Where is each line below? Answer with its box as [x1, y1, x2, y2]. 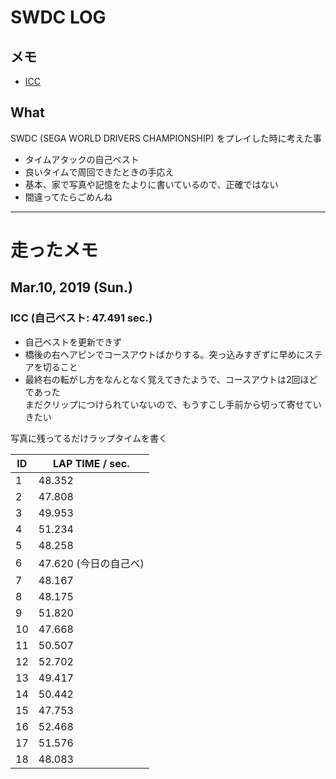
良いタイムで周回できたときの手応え [24, 166, 175, 178]
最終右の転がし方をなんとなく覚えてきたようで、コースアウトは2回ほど [24, 373, 318, 385]
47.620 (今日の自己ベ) [38, 556, 145, 570]
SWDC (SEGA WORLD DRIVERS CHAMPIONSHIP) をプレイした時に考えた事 [10, 132, 322, 144]
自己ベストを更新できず [24, 336, 123, 348]
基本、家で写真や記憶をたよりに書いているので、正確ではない [24, 178, 279, 190]
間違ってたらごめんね [24, 191, 113, 203]
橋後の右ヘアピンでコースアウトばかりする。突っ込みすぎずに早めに [24, 348, 306, 360]
